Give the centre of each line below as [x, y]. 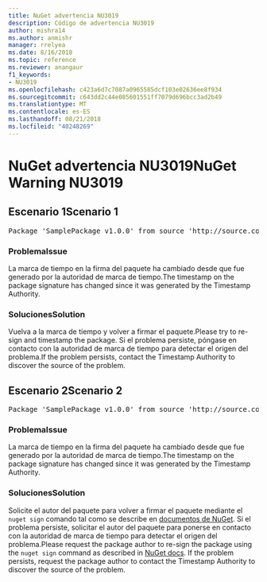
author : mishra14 [37, 30]
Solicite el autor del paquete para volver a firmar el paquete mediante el [126, 510]
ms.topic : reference [43, 60]
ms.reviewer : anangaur [46, 68]
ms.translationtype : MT [48, 104]
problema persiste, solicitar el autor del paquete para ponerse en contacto [130, 527]
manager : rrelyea [37, 45]
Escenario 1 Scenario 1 [64, 212]
